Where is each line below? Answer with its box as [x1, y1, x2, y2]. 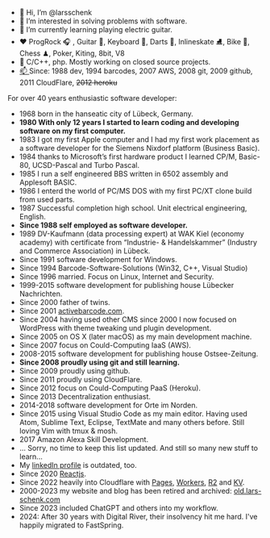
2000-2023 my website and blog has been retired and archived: [19, 486, 232, 495]
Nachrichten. [19, 289, 63, 298]
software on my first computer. [19, 126, 126, 136]
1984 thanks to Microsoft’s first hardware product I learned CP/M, [19, 152, 237, 161]
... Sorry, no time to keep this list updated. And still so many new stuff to [19, 444, 259, 453]
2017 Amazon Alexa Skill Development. [19, 435, 149, 444]
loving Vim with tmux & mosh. [19, 426, 118, 436]
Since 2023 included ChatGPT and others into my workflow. [19, 503, 218, 512]
